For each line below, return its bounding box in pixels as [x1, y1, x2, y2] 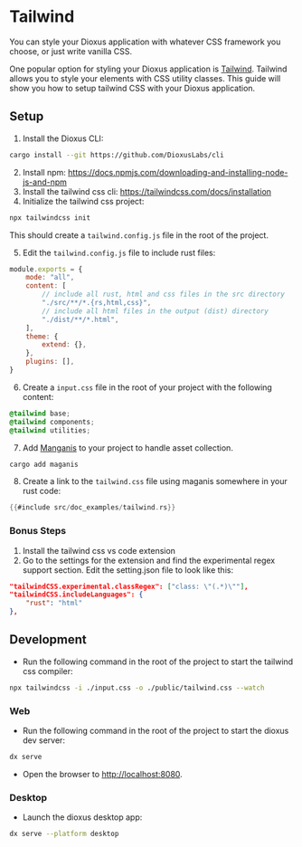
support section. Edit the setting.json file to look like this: [22, 564, 233, 576]
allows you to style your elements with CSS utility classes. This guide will [9, 72, 281, 83]
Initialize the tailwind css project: [22, 195, 145, 206]
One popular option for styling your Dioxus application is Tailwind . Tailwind [9, 63, 288, 74]
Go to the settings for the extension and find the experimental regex [22, 555, 276, 566]
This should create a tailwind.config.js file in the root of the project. [9, 229, 269, 241]
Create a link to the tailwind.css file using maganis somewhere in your [22, 476, 288, 487]
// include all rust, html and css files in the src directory [42, 290, 285, 300]
